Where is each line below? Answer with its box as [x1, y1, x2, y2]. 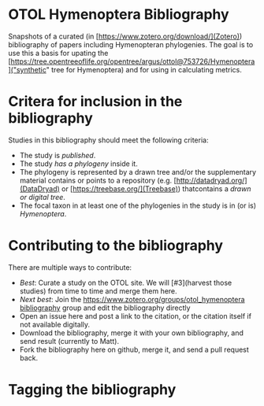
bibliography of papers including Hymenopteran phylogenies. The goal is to [8, 39, 254, 49]
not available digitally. [19, 319, 91, 329]
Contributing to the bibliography [8, 237, 223, 255]
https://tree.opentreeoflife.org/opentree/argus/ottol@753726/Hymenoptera [10, 57, 255, 66]
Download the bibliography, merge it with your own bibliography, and [19, 328, 244, 338]
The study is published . [19, 150, 96, 160]
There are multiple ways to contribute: [8, 262, 132, 272]
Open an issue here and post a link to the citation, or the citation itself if [19, 311, 252, 320]
